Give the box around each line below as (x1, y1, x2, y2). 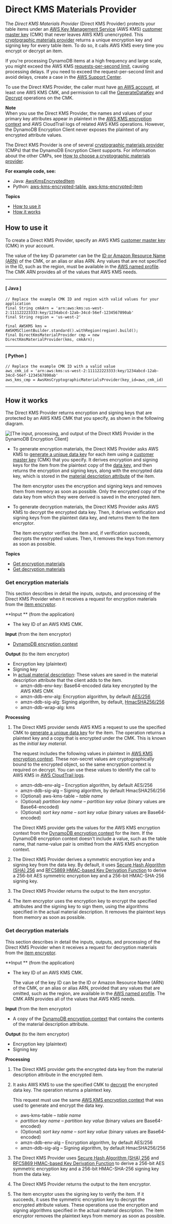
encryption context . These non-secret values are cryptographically (12, 756, 155, 762)
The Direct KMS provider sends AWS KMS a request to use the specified (12, 724, 166, 731)
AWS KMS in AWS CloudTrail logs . (12, 772, 85, 779)
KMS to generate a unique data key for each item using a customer (12, 451, 154, 457)
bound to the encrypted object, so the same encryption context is (12, 761, 152, 767)
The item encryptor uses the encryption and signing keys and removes (12, 483, 162, 489)
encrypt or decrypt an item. (5, 48, 63, 54)
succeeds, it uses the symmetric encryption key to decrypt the (12, 1196, 145, 1202)
